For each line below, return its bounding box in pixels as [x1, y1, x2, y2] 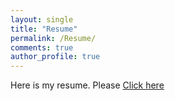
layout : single [10, 14, 74, 25]
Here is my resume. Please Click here [10, 79, 165, 91]
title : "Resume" [10, 24, 78, 34]
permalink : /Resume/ [10, 33, 97, 43]
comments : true [10, 42, 74, 53]
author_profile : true [10, 52, 101, 62]
